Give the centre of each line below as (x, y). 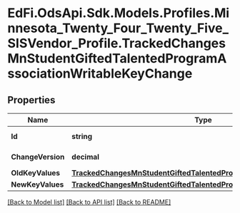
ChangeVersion (38, 157)
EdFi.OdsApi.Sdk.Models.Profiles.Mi (119, 13)
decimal (85, 157)
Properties (31, 100)
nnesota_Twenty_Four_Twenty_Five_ (118, 28)
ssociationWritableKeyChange (100, 74)
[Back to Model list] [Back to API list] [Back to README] (89, 202)
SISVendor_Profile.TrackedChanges (117, 43)
